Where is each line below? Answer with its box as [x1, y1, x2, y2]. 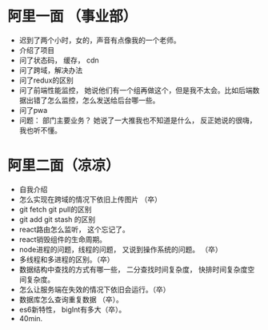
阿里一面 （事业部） [7, 7, 138, 26]
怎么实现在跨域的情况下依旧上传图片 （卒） [18, 194, 162, 204]
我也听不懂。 [18, 125, 62, 135]
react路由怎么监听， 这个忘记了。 [18, 224, 130, 234]
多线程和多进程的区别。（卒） [18, 254, 114, 264]
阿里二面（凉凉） [7, 157, 121, 175]
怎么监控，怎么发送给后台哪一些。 [46, 95, 160, 105]
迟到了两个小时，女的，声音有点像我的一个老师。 [18, 35, 181, 45]
